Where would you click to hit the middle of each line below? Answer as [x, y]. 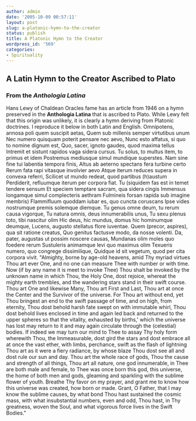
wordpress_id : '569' [31, 45]
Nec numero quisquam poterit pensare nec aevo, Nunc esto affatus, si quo [96, 139]
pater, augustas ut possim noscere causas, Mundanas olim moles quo [90, 239]
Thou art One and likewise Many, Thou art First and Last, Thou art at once [95, 289]
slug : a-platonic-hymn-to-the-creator [53, 28]
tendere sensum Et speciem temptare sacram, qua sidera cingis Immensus [96, 189]
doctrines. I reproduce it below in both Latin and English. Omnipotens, [90, 127]
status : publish [26, 33]
